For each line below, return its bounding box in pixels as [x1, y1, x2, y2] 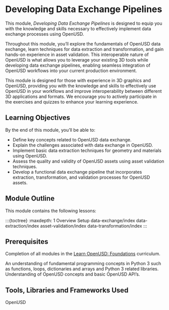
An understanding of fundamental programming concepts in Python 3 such [5, 261, 161, 267]
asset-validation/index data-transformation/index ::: [40, 223, 147, 229]
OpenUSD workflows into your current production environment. [5, 67, 137, 74]
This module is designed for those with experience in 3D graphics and [5, 77, 151, 83]
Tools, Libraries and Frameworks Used [5, 286, 129, 294]
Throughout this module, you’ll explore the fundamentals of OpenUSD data [5, 40, 161, 46]
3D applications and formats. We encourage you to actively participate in [5, 93, 157, 99]
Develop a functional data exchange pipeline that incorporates [12, 169, 142, 175]
